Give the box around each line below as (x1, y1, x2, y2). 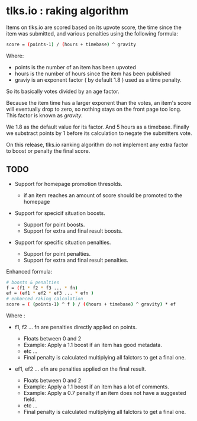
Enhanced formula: (6, 268, 53, 275)
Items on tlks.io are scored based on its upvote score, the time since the (6, 24, 182, 31)
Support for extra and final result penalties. (23, 256, 128, 263)
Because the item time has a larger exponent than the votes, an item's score (6, 99, 192, 106)
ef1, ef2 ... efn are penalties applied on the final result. (14, 365, 147, 372)
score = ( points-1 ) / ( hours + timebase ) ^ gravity (6, 41, 136, 47)
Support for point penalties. (23, 250, 91, 257)
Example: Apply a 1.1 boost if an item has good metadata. (23, 342, 163, 348)
